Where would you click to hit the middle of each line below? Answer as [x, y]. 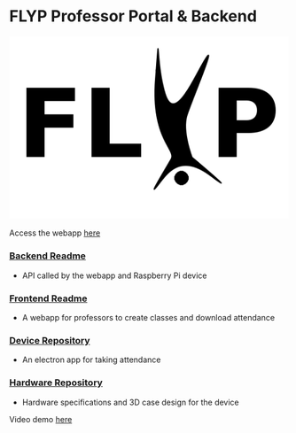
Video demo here [41, 419]
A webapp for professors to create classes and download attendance [148, 318]
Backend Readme [48, 256]
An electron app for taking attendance [91, 360]
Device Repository [50, 340]
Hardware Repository [56, 383]
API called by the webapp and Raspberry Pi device [114, 275]
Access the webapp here [55, 233]
